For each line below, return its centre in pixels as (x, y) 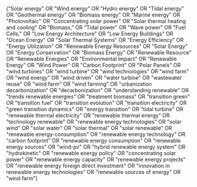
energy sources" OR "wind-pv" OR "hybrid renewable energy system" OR (96, 147)
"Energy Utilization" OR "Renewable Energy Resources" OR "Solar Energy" (97, 46)
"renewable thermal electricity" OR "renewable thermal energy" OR (88, 115)
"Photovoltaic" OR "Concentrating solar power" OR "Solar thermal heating (96, 21)
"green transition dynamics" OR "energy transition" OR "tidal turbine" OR (95, 109)
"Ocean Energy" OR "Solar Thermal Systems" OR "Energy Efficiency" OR (95, 40)
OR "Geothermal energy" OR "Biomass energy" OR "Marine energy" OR (93, 15)
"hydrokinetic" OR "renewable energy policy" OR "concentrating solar (91, 153)
